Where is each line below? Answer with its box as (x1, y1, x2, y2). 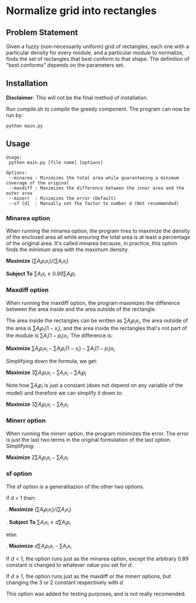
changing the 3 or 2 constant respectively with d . (6, 579, 125, 586)
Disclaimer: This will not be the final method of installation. (6, 94, 149, 101)
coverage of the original (6, 180, 69, 186)
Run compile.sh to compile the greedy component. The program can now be (6, 105, 190, 112)
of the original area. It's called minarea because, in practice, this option (6, 239, 177, 246)
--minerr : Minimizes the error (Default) (8, 195, 116, 201)
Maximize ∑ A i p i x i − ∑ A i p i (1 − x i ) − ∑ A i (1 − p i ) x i (6, 345, 115, 353)
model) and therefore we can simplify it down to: (6, 389, 123, 396)
